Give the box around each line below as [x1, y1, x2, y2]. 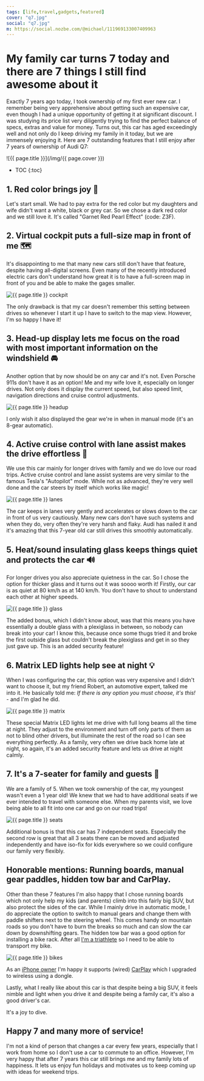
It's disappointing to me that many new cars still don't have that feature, [6, 260, 186, 267]
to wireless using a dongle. [6, 972, 74, 979]
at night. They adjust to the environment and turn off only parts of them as [6, 726, 192, 733]
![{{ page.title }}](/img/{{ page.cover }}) [6, 155, 105, 162]
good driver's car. [6, 997, 51, 1004]
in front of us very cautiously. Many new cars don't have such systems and [6, 514, 194, 521]
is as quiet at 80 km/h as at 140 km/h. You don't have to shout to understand [6, 587, 197, 594]
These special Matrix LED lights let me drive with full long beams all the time [6, 719, 197, 727]
